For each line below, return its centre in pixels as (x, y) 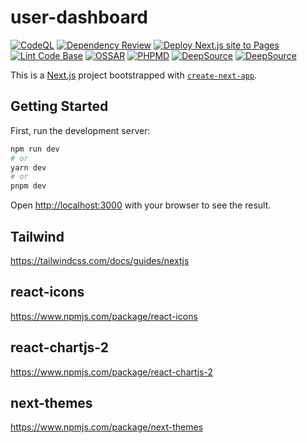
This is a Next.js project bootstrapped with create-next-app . (134, 75)
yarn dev (28, 167)
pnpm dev (28, 186)
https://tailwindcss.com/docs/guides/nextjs (100, 260)
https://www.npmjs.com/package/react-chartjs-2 (111, 372)
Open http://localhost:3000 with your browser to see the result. (141, 205)
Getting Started (59, 106)
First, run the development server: (80, 130)
